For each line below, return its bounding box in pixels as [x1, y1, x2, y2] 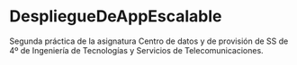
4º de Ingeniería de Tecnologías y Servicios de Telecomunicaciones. [9, 45, 264, 55]
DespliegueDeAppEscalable [9, 6, 222, 27]
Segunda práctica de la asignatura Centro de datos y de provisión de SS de [9, 36, 289, 46]
